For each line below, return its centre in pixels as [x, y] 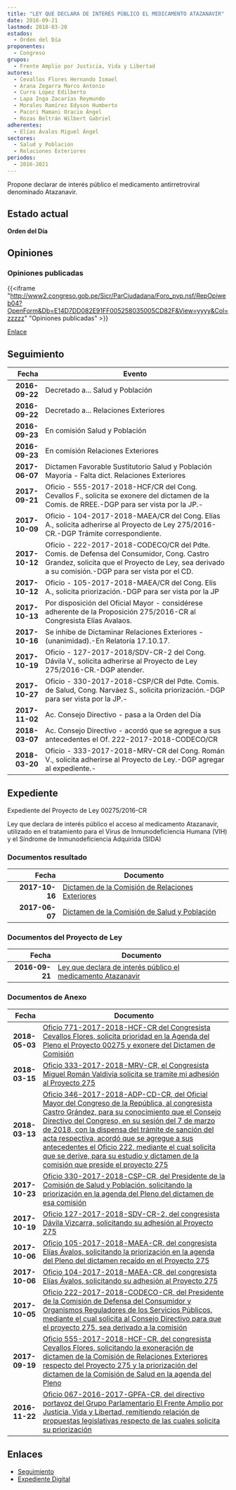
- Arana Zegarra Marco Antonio [59, 86]
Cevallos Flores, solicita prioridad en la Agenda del [126, 1036]
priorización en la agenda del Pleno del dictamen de [128, 1194]
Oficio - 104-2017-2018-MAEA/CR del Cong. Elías [133, 516]
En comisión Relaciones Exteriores [102, 451]
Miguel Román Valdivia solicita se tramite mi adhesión [131, 1074]
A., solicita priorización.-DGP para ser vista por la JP [132, 592]
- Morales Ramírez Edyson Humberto [66, 106]
